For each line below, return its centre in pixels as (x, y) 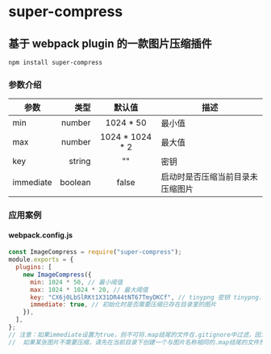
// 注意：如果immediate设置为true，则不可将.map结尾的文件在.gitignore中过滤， (132, 335)
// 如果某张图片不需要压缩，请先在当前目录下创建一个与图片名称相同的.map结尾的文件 (134, 342)
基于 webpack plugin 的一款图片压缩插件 (110, 43)
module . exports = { (41, 260)
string (80, 162)
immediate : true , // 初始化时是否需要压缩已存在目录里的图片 (123, 305)
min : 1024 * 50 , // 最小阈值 (76, 282)
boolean (75, 183)
